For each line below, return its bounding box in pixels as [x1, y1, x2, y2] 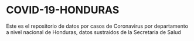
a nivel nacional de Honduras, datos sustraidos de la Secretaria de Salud [6, 28, 182, 35]
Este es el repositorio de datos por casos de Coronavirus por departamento [6, 23, 189, 29]
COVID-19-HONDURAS [6, 3, 120, 17]
